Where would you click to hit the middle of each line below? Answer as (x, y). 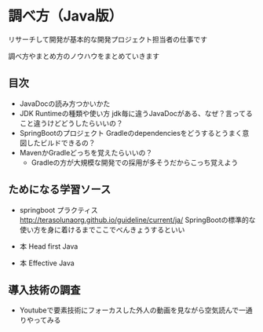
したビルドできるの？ (61, 143)
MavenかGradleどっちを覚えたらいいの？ (86, 152)
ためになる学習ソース (60, 190)
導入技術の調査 (44, 290)
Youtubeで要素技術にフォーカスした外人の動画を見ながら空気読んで (129, 310)
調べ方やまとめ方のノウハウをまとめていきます (84, 56)
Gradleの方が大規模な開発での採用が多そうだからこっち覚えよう (135, 162)
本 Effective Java (47, 263)
